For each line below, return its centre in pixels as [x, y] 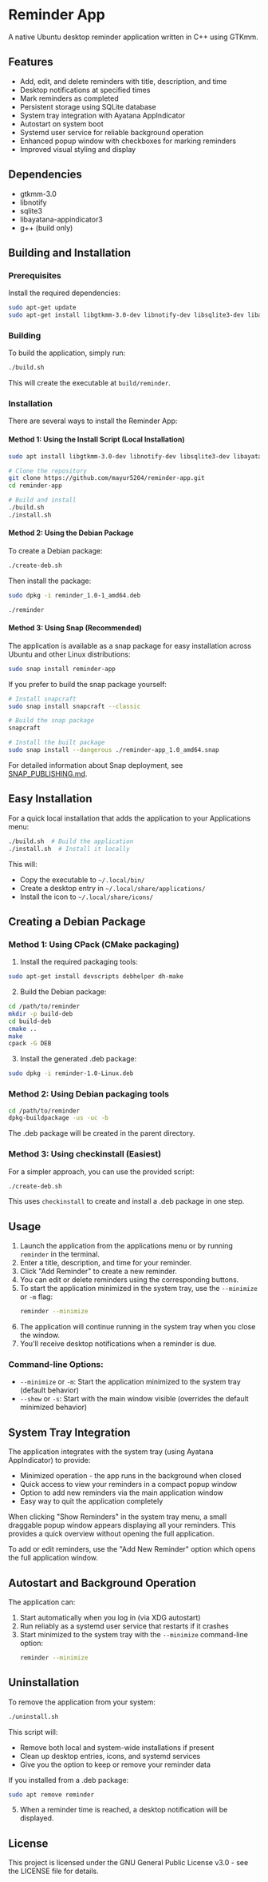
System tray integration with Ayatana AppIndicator [102, 115]
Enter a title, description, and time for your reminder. [106, 1263]
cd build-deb [30, 1021]
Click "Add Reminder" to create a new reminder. [99, 1271]
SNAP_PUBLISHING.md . [48, 773]
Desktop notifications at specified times [85, 90]
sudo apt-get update [43, 308]
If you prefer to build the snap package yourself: [88, 684]
